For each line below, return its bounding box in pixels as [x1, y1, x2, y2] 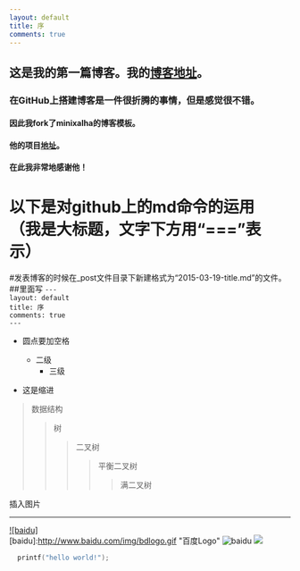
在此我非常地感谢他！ [9, 162, 87, 172]
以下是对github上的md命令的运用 [9, 197, 255, 217]
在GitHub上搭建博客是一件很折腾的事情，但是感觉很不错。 [9, 94, 261, 106]
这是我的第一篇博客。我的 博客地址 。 [9, 64, 209, 80]
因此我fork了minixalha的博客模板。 [9, 118, 140, 129]
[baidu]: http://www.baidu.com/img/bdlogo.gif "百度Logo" [9, 535, 221, 546]
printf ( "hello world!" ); [17, 553, 110, 563]
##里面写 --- [9, 283, 58, 295]
